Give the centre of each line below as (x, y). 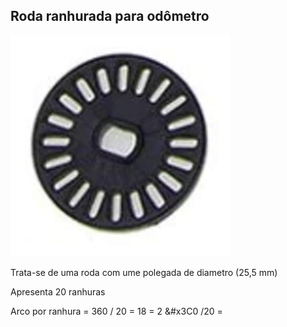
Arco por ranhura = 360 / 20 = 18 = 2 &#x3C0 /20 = (116, 311)
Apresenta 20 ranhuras (58, 291)
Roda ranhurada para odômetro (110, 16)
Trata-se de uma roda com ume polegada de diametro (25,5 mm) (144, 272)
